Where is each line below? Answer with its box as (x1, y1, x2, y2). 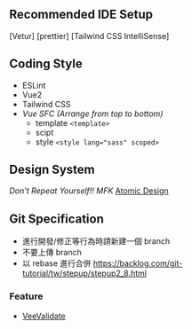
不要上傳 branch (21, 247, 82, 258)
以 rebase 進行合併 (21, 258, 92, 269)
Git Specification (9, 211, 104, 226)
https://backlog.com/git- (92, 258, 183, 269)
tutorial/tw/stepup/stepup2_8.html (21, 268, 147, 278)
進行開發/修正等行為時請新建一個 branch (21, 236, 171, 247)
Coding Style (9, 57, 83, 72)
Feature (9, 290, 44, 302)
